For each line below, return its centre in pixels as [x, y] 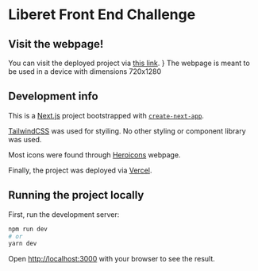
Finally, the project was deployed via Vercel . [80, 170]
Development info [53, 97]
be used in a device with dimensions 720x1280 [85, 72]
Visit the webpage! [56, 44]
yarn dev [23, 244]
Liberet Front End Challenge [102, 15]
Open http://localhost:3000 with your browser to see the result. [112, 259]
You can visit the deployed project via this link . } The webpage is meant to [129, 63]
